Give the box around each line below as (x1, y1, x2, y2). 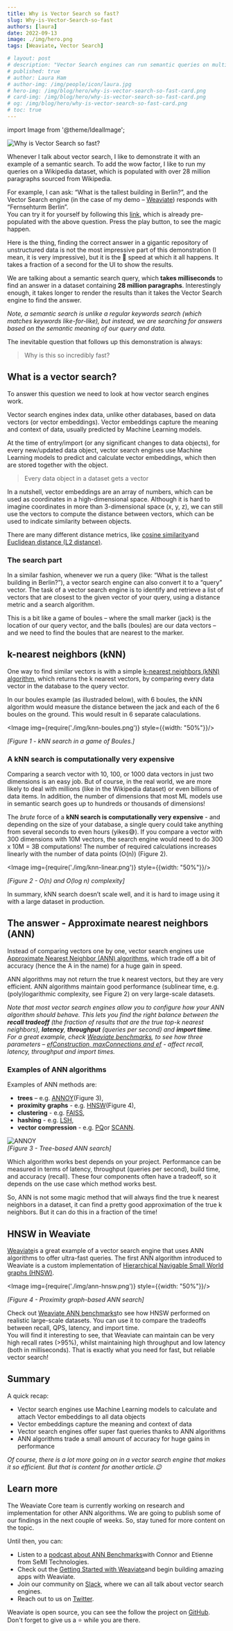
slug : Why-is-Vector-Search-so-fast (7, 17, 113, 24)
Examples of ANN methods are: (7, 1080, 97, 1089)
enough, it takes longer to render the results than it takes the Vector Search (7, 289, 223, 297)
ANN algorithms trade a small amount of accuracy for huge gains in (17, 1434, 210, 1443)
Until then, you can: (7, 1537, 63, 1545)
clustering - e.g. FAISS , (17, 1109, 85, 1117)
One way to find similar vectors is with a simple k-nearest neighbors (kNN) (7, 667, 220, 675)
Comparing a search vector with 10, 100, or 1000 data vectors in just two (7, 770, 214, 778)
